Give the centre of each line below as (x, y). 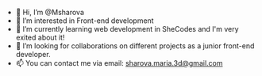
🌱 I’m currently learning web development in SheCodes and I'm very (127, 29)
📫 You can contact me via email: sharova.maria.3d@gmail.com (119, 63)
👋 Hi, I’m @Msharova (50, 12)
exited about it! (40, 37)
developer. (33, 54)
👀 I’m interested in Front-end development (85, 21)
